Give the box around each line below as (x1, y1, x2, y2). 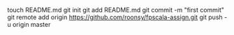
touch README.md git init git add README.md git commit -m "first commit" (7, 6, 225, 14)
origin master (13, 21, 51, 28)
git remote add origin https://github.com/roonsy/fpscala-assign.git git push (7, 13, 224, 21)
